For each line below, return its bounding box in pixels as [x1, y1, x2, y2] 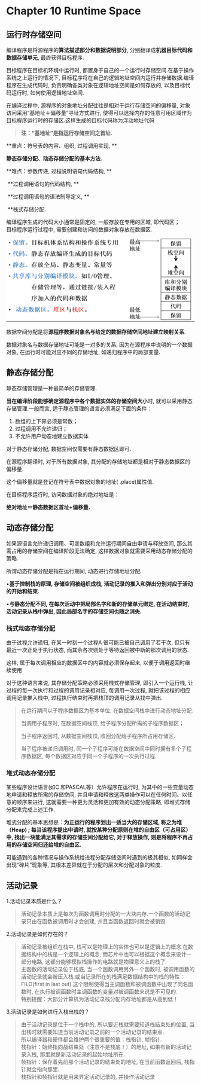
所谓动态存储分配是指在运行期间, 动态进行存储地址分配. [6, 567, 142, 575]
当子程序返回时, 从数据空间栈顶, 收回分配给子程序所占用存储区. [20, 732, 175, 739]
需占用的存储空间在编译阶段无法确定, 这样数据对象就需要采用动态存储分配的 [6, 547, 193, 554]
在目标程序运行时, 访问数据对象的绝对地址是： [6, 490, 120, 498]
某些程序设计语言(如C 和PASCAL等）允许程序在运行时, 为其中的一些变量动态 [6, 783, 194, 791]
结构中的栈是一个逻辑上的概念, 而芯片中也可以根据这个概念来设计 [26, 950, 187, 957]
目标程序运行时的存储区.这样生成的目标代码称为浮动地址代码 [6, 117, 155, 124]
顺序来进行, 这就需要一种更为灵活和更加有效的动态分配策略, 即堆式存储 [16, 798, 190, 806]
